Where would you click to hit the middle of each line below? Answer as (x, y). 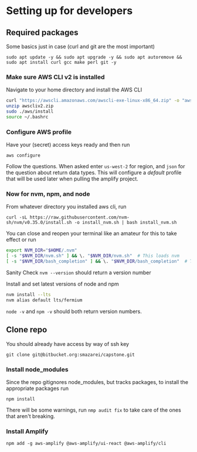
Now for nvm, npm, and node (48, 194)
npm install (21, 399)
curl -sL (17, 217)
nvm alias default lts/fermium (44, 300)
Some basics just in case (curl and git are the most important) (81, 46)
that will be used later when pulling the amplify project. (72, 179)
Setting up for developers (69, 11)
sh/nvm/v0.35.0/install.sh (39, 223)
